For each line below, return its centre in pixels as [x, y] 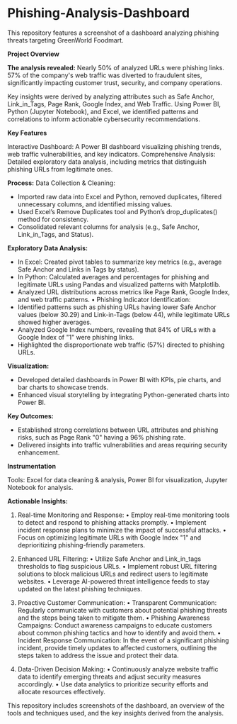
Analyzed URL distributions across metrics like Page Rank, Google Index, [123, 291]
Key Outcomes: [31, 416]
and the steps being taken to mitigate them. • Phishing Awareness [114, 618]
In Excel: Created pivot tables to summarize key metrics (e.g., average [120, 262]
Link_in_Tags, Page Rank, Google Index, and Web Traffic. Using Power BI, [114, 104]
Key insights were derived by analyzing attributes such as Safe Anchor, [111, 96]
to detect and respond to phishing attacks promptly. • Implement [112, 522]
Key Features [27, 133]
